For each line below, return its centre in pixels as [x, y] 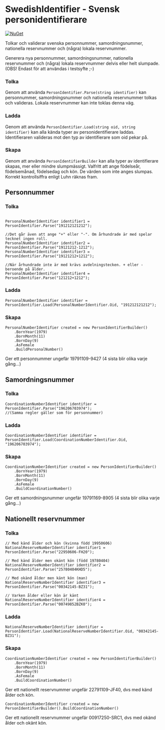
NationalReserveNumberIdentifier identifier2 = [55, 565]
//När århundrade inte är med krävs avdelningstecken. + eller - [74, 265]
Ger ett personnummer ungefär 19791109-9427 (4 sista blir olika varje [76, 359]
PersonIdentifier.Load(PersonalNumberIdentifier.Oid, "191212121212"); [81, 305]
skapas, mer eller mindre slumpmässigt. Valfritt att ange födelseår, [73, 166]
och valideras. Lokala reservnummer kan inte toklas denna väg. [70, 103]
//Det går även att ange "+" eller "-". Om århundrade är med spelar [79, 234]
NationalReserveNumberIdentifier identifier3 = [55, 583]
